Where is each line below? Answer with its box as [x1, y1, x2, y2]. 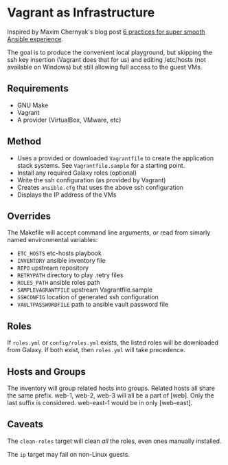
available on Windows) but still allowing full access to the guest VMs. [7, 63, 203, 71]
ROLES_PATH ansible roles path [16, 279, 101, 287]
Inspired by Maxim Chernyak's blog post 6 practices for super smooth [7, 28, 205, 36]
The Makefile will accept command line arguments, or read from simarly [7, 228, 211, 237]
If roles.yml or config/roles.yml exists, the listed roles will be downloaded [7, 338, 218, 347]
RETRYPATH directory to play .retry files [16, 271, 124, 279]
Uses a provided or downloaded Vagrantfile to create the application [16, 153, 214, 162]
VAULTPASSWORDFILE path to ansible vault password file [16, 301, 169, 309]
